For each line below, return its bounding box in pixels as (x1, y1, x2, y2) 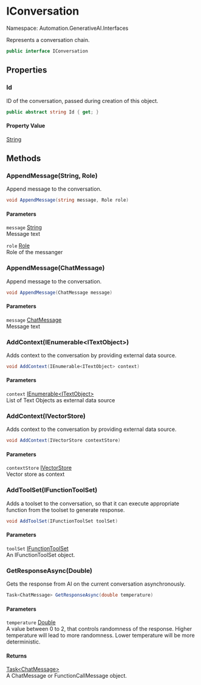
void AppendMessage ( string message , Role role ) (6, 197, 129, 204)
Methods (6, 153, 41, 163)
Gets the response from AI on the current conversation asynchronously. (6, 580, 186, 587)
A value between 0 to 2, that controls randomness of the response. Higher (6, 625, 192, 633)
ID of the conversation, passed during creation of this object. (6, 97, 159, 104)
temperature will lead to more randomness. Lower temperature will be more (6, 632, 196, 639)
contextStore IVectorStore (6, 464, 72, 472)
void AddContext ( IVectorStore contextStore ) (6, 438, 121, 444)
